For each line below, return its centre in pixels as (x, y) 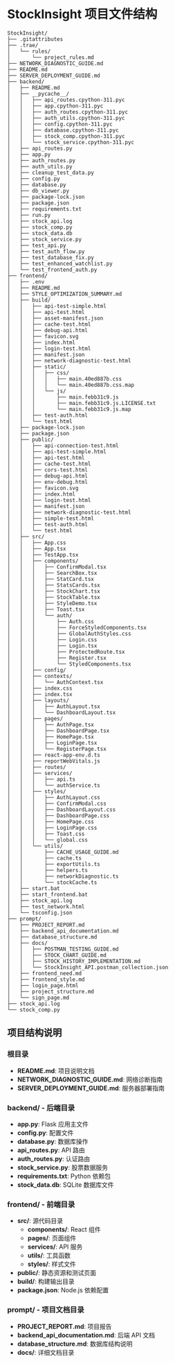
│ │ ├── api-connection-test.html (63, 445)
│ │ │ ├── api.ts (42, 779)
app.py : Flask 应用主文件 (53, 1124)
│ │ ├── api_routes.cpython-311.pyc (66, 100)
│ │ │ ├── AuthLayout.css (54, 797)
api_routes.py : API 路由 (51, 1150)
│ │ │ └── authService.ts (54, 785)
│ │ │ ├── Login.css (52, 640)
